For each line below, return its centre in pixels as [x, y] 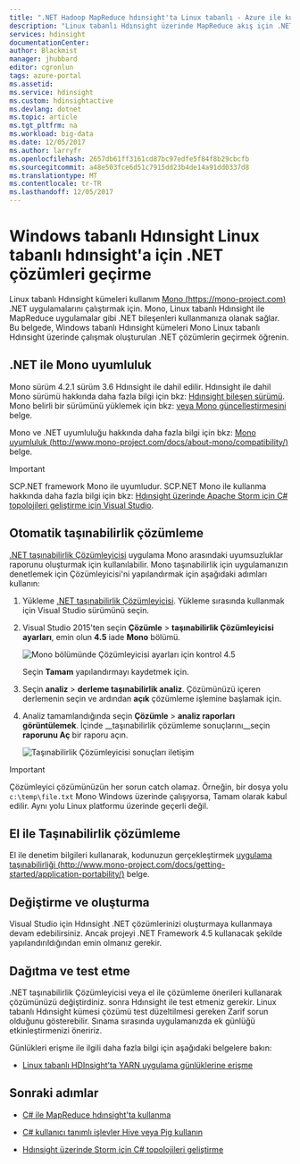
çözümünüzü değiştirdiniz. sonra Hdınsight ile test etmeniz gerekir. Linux [143, 1002]
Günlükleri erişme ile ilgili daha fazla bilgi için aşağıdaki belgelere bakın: [141, 1048]
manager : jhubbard [43, 59]
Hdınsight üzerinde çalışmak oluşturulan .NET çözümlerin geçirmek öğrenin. [149, 337]
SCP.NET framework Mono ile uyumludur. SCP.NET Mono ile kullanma [138, 486]
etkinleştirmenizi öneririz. [56, 1030]
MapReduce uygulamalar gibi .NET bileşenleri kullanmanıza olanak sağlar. [145, 317]
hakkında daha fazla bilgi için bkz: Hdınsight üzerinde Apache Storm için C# [149, 495]
